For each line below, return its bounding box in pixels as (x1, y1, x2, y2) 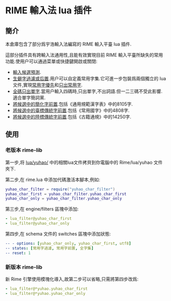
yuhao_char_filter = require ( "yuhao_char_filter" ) (5, 187, 115, 192)
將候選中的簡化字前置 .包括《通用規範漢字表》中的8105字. (12, 101, 133, 107)
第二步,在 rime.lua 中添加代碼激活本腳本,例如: (5, 177, 101, 183)
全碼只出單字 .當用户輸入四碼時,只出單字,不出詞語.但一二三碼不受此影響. (12, 88, 162, 94)
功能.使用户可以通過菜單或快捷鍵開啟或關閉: (5, 58, 98, 64)
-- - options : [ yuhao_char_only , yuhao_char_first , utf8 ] (5, 241, 131, 246)
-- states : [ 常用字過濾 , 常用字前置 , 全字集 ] (5, 245, 94, 250)
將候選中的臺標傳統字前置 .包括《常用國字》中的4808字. (12, 108, 130, 113)
